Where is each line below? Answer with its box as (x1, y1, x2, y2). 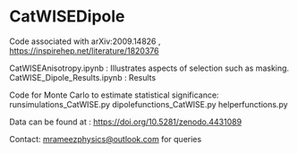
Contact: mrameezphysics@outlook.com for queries (9, 133, 202, 144)
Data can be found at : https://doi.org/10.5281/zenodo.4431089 (9, 116, 243, 127)
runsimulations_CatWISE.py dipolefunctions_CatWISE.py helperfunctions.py (9, 98, 288, 109)
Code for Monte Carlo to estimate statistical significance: (9, 89, 219, 100)
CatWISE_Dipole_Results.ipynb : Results (9, 72, 157, 82)
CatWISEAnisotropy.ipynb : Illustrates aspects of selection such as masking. (9, 63, 289, 73)
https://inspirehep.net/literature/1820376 (9, 45, 159, 55)
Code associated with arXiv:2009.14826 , (9, 36, 161, 47)
